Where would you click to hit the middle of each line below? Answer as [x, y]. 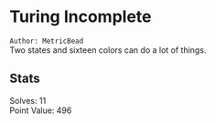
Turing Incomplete [81, 17]
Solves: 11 [28, 100]
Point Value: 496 [41, 110]
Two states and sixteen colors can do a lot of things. [108, 50]
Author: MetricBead [47, 41]
